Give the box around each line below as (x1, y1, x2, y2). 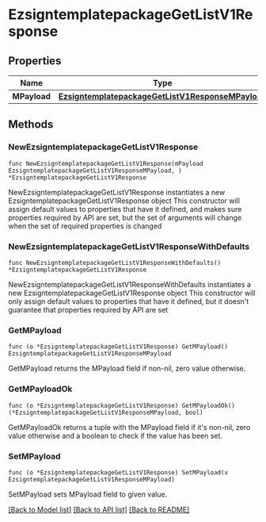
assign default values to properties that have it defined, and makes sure (8, 204, 242, 213)
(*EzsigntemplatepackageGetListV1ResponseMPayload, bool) (8, 409, 203, 416)
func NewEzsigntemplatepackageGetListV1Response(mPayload (8, 159, 203, 167)
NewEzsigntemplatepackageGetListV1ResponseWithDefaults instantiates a (8, 279, 252, 289)
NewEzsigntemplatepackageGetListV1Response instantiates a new (8, 187, 226, 197)
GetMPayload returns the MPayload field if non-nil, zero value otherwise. (8, 363, 246, 374)
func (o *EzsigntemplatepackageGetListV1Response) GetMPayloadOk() (8, 401, 236, 409)
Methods (8, 117, 54, 132)
